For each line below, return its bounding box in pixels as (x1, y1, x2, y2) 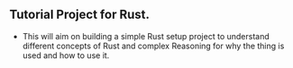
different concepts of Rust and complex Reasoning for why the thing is (22, 40, 285, 51)
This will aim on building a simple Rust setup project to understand (22, 30, 270, 41)
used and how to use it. (22, 49, 110, 61)
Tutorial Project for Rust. (9, 7, 151, 22)
